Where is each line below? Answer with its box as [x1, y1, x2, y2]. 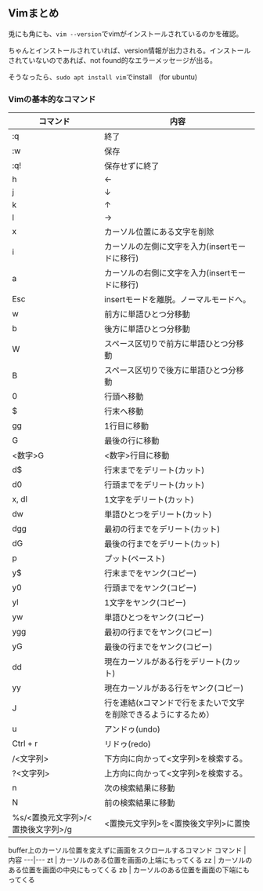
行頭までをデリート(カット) [104, 480, 205, 491]
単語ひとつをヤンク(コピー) [104, 612, 204, 623]
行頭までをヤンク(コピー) [104, 582, 197, 593]
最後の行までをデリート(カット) [104, 539, 221, 550]
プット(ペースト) [104, 553, 166, 564]
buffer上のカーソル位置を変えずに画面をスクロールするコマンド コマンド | [8, 845, 247, 855]
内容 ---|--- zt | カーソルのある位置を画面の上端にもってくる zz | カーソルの [8, 856, 253, 865]
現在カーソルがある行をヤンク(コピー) [104, 683, 244, 694]
